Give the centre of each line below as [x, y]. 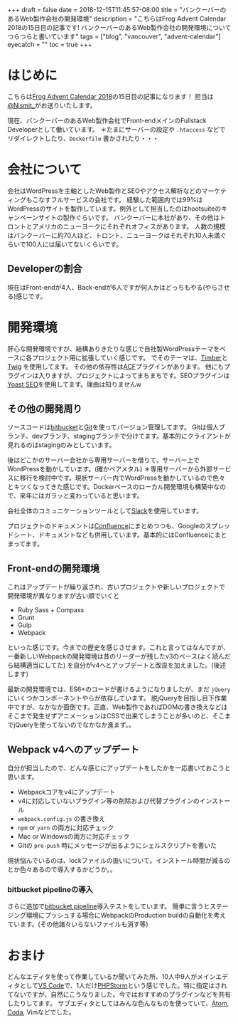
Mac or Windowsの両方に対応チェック [74, 836]
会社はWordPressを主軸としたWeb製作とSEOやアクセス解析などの [105, 191]
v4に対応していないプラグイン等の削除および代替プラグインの [109, 801]
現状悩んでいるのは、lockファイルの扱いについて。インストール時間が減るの [119, 861]
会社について [45, 170]
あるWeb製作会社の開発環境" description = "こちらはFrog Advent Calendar [117, 19]
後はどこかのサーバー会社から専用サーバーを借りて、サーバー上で [104, 460]
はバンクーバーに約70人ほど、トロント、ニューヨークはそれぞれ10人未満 [114, 235]
